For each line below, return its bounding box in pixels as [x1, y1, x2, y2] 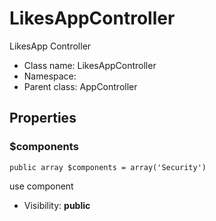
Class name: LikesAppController [23, 59, 157, 71]
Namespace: [23, 70, 77, 82]
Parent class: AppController [23, 80, 138, 92]
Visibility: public [23, 199, 91, 211]
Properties [9, 110, 77, 127]
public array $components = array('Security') [9, 162, 207, 172]
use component [9, 180, 74, 192]
